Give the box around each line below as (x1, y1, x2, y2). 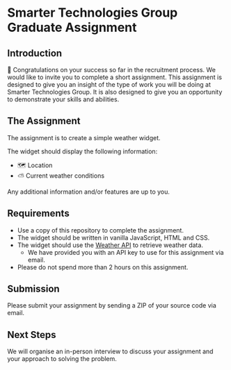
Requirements (7, 208, 70, 219)
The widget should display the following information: (7, 147, 158, 155)
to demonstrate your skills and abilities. (7, 95, 120, 103)
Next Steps (7, 328, 56, 341)
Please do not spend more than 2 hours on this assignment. (17, 262, 189, 271)
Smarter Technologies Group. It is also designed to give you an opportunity (7, 88, 223, 96)
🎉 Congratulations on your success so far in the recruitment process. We (7, 66, 216, 74)
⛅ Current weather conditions (17, 171, 105, 180)
